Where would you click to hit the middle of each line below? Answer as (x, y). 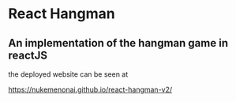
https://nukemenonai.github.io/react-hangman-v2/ (90, 89)
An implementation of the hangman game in (118, 43)
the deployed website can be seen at (68, 74)
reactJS (28, 55)
